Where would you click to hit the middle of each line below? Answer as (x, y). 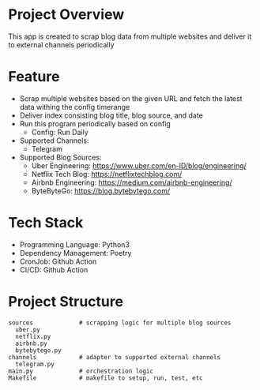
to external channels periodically (61, 44)
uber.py (28, 329)
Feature (34, 77)
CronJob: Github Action (58, 261)
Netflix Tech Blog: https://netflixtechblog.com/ (107, 174)
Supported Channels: (54, 141)
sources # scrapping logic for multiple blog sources (120, 322)
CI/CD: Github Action (54, 269)
